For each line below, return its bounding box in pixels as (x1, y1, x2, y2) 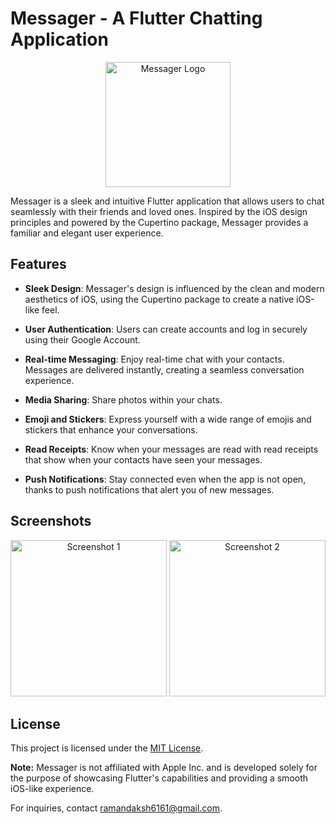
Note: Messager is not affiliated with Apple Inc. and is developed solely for (10, 762, 318, 774)
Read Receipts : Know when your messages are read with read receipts (24, 443, 319, 455)
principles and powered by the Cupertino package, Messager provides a (10, 216, 309, 228)
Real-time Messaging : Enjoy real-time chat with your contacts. (24, 353, 285, 365)
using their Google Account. (24, 333, 141, 346)
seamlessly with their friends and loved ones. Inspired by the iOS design (10, 205, 308, 217)
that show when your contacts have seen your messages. (24, 453, 263, 466)
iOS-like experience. (10, 783, 95, 795)
